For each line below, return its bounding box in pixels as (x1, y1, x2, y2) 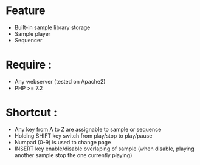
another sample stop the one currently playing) (14, 151, 133, 158)
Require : (5, 58, 52, 72)
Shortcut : (5, 106, 58, 120)
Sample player (14, 30, 51, 37)
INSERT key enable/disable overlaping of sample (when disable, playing (14, 145, 195, 152)
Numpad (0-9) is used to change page (14, 138, 111, 146)
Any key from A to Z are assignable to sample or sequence (14, 126, 162, 133)
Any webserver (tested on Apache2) (14, 78, 106, 85)
